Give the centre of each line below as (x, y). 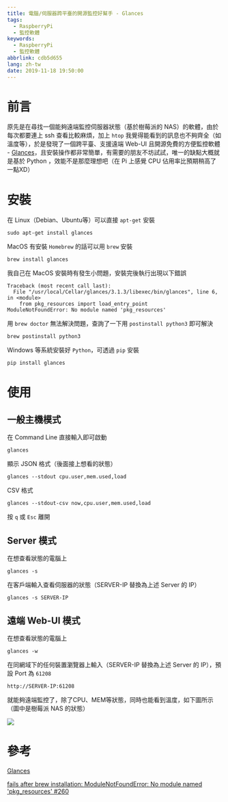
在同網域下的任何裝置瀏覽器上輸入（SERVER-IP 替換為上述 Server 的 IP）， (111, 665)
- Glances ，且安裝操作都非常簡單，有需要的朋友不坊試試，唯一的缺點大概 (110, 153)
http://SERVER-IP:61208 (41, 686)
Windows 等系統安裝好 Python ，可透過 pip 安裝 (73, 350)
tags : (15, 20)
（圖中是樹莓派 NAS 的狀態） (48, 708)
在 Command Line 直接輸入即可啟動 (57, 437)
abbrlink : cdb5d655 (35, 58)
